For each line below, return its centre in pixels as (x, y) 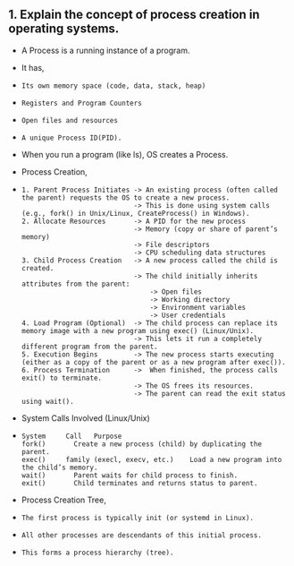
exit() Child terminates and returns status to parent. (139, 483)
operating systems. (64, 29)
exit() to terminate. (61, 378)
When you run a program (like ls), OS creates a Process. (125, 154)
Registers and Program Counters (81, 103)
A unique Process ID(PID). (71, 138)
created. (38, 268)
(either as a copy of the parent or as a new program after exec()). (154, 362)
